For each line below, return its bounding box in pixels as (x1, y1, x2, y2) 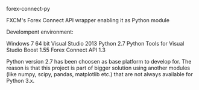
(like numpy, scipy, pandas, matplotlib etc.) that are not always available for (6, 71, 193, 77)
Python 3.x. (6, 77, 35, 84)
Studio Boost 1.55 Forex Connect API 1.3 (6, 46, 106, 53)
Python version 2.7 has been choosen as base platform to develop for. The (6, 58, 192, 65)
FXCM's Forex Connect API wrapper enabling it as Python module (6, 17, 170, 23)
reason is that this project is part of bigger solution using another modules (6, 64, 191, 71)
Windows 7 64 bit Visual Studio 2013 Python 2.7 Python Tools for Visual (6, 40, 185, 47)
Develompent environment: (6, 28, 74, 35)
